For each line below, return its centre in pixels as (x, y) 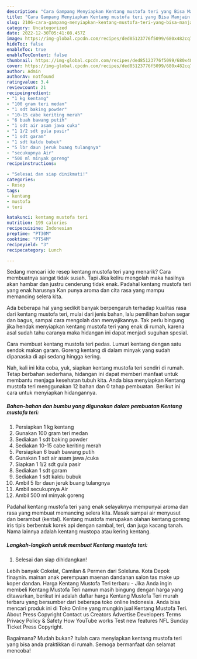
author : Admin (24, 71)
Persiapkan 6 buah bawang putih (55, 452)
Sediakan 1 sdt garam (41, 471)
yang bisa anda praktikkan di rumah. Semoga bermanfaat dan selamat (91, 644)
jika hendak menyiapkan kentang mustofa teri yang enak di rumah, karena (96, 327)
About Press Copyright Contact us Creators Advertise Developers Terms (94, 615)
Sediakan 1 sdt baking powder (51, 440)
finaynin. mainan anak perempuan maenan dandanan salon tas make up (93, 577)
